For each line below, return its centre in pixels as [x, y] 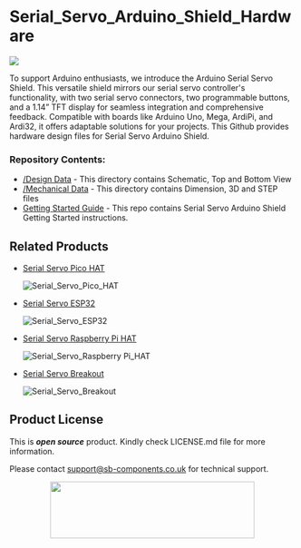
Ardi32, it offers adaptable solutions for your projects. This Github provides [149, 126]
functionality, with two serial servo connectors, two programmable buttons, [150, 97]
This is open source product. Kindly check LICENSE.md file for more [137, 441]
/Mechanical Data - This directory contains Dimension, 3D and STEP [150, 189]
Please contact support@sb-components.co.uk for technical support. [139, 468]
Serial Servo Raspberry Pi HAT [79, 338]
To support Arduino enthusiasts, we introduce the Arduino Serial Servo [141, 78]
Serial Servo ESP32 [59, 303]
